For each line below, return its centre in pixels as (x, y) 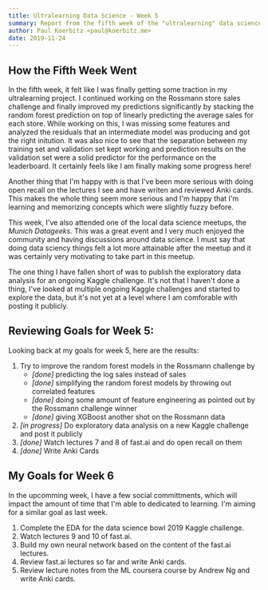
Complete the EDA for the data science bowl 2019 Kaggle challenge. (132, 528)
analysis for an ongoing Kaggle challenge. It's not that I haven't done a (124, 281)
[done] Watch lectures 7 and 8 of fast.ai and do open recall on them (131, 442)
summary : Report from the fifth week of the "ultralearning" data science (135, 23)
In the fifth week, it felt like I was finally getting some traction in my (118, 90)
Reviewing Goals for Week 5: (81, 331)
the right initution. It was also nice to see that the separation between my (128, 141)
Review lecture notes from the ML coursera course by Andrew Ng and (135, 570)
